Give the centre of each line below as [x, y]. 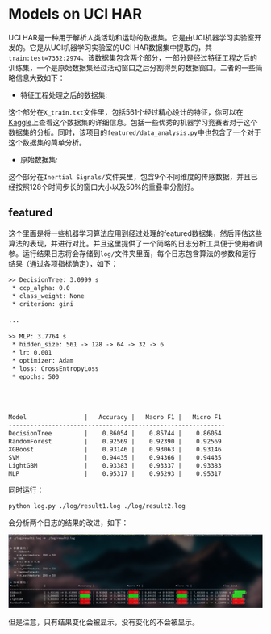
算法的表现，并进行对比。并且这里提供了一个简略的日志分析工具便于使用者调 [135, 243]
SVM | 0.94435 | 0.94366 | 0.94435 [115, 457]
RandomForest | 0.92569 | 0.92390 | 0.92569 [115, 441]
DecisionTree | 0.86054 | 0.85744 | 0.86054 [115, 433]
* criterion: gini [43, 304]
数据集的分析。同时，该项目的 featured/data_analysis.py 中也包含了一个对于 [135, 132]
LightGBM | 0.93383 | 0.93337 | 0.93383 [115, 465]
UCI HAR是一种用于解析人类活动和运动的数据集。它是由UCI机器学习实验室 [131, 37]
